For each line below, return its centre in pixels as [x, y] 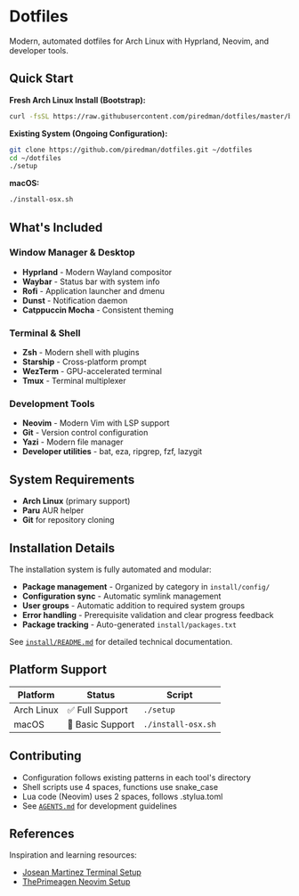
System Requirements [72, 480]
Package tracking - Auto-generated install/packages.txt [129, 624]
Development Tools [52, 404]
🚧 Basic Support [101, 724]
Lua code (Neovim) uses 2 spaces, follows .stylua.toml [122, 796]
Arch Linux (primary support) [76, 501]
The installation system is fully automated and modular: [110, 570]
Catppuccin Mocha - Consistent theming [98, 310]
